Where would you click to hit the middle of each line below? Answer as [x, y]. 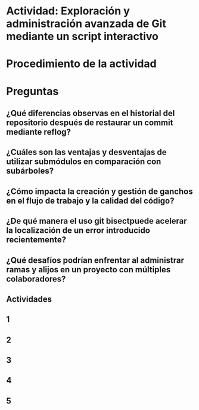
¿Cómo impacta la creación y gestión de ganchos [99, 191]
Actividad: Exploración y [68, 11]
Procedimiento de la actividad [81, 64]
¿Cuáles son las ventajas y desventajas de [86, 152]
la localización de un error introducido [78, 231]
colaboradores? [36, 279]
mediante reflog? [39, 132]
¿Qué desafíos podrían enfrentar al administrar [95, 260]
